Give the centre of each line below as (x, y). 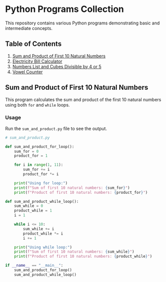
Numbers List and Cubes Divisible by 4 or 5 (57, 66)
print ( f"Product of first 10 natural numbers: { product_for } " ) (81, 192)
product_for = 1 (31, 156)
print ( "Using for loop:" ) (41, 183)
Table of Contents (34, 44)
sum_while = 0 (29, 206)
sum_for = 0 (26, 151)
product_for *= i (41, 174)
